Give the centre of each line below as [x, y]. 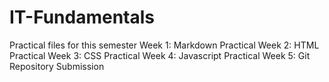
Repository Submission [57, 66]
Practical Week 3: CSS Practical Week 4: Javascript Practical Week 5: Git [160, 55]
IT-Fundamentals [82, 17]
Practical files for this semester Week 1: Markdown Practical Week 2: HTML [164, 45]
